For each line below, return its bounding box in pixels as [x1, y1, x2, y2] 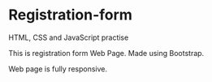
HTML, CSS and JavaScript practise [8, 32, 129, 42]
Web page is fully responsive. [8, 63, 108, 74]
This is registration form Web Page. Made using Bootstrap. [8, 48, 205, 58]
